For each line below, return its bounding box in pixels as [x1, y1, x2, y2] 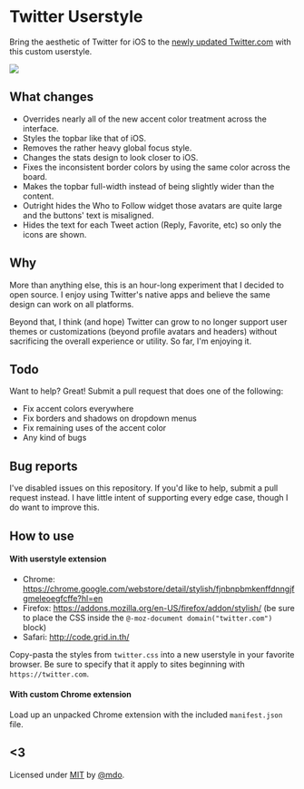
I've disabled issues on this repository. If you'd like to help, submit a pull [9, 482, 279, 493]
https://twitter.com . [9, 668, 90, 679]
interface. [22, 122, 59, 133]
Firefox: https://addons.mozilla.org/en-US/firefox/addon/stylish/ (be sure [22, 602, 295, 613]
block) [22, 621, 47, 632]
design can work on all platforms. [9, 298, 134, 309]
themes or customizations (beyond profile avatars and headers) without [9, 326, 278, 336]
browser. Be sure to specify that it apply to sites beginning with [9, 658, 245, 669]
